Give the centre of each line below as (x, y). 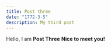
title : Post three (28, 11)
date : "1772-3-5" (27, 17)
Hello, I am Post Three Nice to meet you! (56, 39)
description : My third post (40, 22)
